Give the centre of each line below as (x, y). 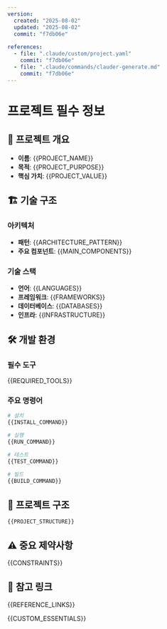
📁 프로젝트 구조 (38, 505)
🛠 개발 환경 (31, 339)
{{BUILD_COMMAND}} (34, 481)
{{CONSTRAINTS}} (35, 563)
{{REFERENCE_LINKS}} (41, 604)
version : (20, 14)
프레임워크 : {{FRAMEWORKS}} (61, 297)
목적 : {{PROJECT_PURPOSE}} (61, 167)
